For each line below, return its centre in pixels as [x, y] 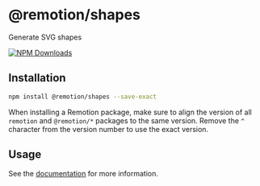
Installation [37, 78]
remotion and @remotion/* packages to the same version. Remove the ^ [126, 120]
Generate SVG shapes [45, 37]
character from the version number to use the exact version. [108, 129]
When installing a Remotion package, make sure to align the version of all [130, 112]
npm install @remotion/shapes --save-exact [83, 97]
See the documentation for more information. [84, 174]
